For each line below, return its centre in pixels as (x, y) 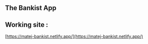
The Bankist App (31, 8)
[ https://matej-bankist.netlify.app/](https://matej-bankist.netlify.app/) (74, 37)
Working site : (27, 25)
